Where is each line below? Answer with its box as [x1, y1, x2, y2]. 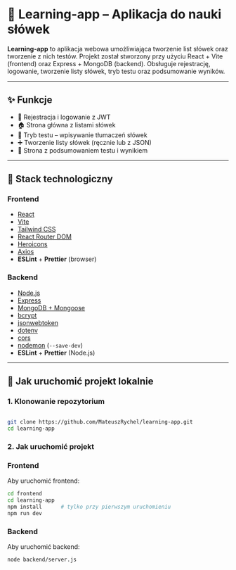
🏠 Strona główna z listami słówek [17, 120, 116, 129]
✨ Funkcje [7, 94, 53, 106]
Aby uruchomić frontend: [7, 476, 80, 485]
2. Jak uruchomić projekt [7, 442, 95, 452]
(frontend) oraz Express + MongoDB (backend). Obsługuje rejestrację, [7, 59, 211, 68]
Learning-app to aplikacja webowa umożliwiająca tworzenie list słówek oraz [7, 44, 228, 53]
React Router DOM [17, 232, 72, 241]
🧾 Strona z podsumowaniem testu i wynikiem [17, 146, 148, 154]
